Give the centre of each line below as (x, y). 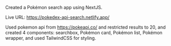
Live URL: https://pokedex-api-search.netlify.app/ (57, 17)
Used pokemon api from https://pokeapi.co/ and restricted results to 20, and (86, 27)
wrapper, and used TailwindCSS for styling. (51, 38)
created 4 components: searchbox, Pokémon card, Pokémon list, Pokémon (84, 32)
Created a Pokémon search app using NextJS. (54, 7)
